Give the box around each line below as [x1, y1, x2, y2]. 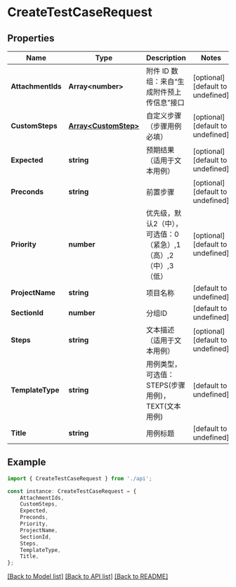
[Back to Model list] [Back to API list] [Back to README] [7, 572, 169, 581]
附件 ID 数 [146, 66, 178, 76]
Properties [7, 32, 55, 44]
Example [7, 456, 46, 468]
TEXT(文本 [146, 402, 181, 411]
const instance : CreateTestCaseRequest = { [7, 487, 137, 495]
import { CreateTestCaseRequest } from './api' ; [7, 475, 152, 482]
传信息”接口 [146, 98, 185, 107]
